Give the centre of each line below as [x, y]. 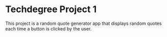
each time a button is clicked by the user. [49, 28]
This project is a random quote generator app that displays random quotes [83, 23]
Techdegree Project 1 [51, 9]
